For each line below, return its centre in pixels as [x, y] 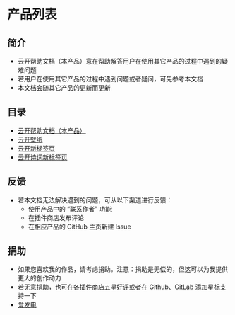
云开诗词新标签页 [42, 157]
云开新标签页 [36, 148]
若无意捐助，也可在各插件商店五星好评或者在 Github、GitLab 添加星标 [119, 287]
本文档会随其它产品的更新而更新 [64, 88]
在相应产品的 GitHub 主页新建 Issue [80, 227]
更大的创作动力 [39, 278]
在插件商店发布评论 [56, 217]
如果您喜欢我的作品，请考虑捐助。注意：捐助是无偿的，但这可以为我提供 [122, 269]
